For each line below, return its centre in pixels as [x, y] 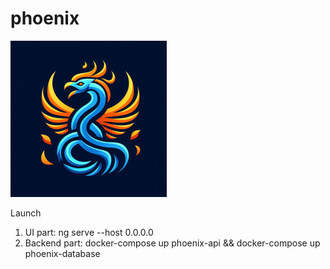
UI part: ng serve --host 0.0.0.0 [89, 232]
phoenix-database [62, 253]
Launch [26, 213]
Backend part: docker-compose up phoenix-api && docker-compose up [172, 243]
